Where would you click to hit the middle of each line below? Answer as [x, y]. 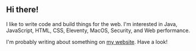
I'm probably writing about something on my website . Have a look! [87, 42]
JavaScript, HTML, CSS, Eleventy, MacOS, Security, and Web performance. [98, 30]
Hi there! [23, 10]
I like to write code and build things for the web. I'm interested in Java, [92, 24]
